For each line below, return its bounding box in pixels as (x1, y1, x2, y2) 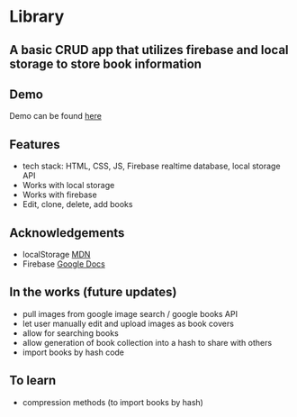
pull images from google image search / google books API (22, 308, 238, 319)
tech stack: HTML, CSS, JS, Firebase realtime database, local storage (22, 160, 281, 172)
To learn (9, 373, 57, 388)
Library (9, 6, 65, 27)
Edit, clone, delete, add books (22, 199, 133, 210)
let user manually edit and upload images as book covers (22, 318, 234, 329)
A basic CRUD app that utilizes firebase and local (9, 42, 290, 58)
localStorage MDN (22, 249, 91, 260)
